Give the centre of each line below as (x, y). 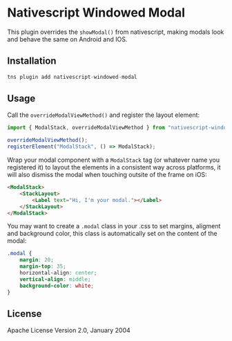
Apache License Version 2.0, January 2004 (69, 331)
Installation (32, 61)
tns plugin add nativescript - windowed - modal (72, 77)
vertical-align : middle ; (55, 279)
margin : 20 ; (37, 260)
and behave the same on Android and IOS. (67, 39)
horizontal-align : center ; (58, 273)
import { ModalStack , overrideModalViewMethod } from (86, 128)
